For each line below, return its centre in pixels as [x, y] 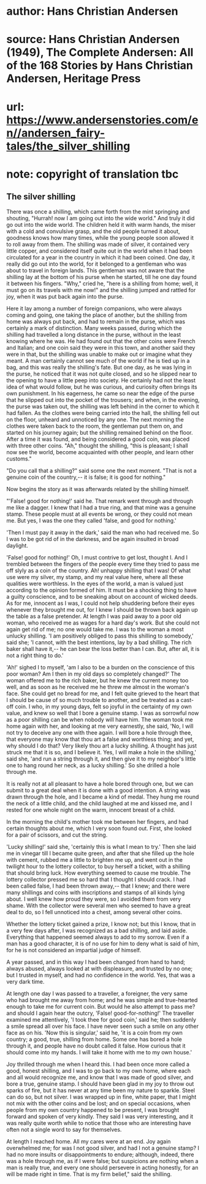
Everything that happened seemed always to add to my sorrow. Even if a [98, 937]
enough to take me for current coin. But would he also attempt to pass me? [101, 1006]
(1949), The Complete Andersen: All [100, 53]
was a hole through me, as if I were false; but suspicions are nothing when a [102, 1161]
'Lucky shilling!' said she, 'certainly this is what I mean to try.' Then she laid [101, 847]
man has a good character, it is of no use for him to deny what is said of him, [103, 943]
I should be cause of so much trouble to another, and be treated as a [93, 700]
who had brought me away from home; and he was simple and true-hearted [102, 1000]
